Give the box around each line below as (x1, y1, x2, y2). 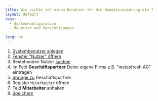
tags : (5, 16, 16, 21)
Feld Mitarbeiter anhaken (12, 85, 65, 91)
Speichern (12, 90, 34, 96)
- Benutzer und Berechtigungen (9, 26, 74, 31)
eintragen (12, 69, 32, 75)
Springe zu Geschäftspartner (12, 75, 72, 80)
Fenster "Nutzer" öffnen (12, 53, 62, 59)
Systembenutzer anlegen (12, 48, 64, 54)
